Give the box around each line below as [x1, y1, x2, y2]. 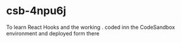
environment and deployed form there [6, 29, 100, 37]
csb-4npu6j [6, 4, 67, 18]
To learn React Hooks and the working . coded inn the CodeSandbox [6, 24, 175, 31]
